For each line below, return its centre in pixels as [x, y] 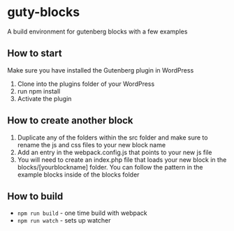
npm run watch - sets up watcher [64, 221]
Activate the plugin [44, 98]
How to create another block [71, 120]
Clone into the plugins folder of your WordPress [86, 84]
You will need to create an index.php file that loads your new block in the [122, 159]
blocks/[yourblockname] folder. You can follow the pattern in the [110, 167]
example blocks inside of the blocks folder [78, 174]
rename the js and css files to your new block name [92, 144]
